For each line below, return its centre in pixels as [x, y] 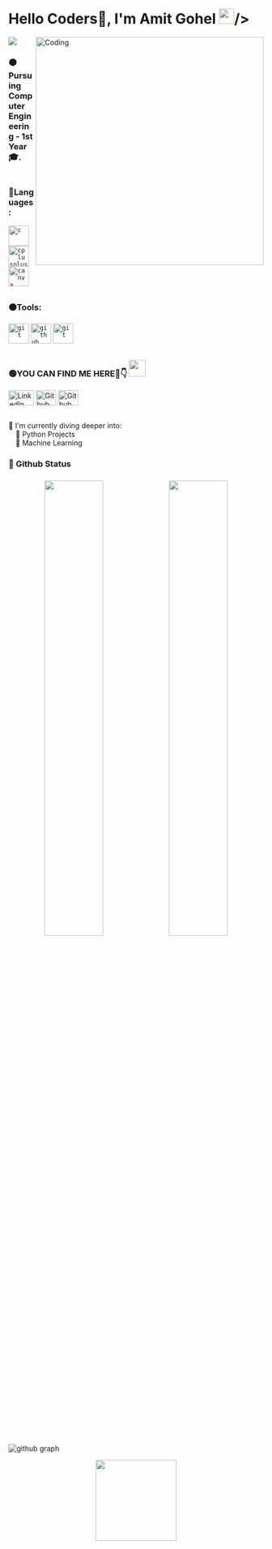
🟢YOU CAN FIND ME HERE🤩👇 [68, 374]
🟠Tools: [25, 307]
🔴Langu [21, 192]
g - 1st [21, 136]
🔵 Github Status [40, 464]
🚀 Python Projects [45, 434]
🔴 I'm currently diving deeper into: [65, 425]
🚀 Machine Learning [49, 443]
